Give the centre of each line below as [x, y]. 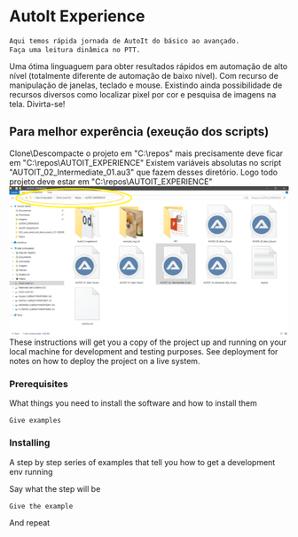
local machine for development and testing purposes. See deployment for [144, 351]
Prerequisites [39, 384]
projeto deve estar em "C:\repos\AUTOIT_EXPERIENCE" [111, 181]
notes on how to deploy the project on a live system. [105, 361]
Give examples [35, 421]
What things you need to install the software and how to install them [133, 403]
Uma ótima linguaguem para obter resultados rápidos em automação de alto [149, 66]
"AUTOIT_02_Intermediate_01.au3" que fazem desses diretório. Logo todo [143, 172]
